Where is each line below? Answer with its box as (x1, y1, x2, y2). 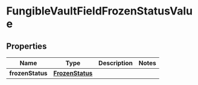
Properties (6, 41, 47, 51)
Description (98, 59, 133, 67)
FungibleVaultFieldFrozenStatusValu (6, 4, 193, 18)
